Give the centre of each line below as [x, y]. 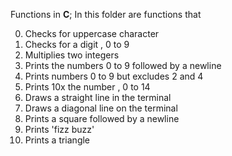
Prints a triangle [57, 140]
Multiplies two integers [72, 55]
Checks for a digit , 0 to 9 [77, 44]
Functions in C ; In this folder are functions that [106, 14]
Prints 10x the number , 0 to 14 [87, 87]
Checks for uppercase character [92, 33]
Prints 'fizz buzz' [59, 129]
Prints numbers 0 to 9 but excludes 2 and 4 [114, 76]
